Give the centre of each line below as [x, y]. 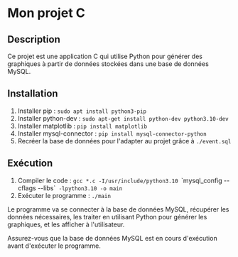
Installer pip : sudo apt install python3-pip [82, 111]
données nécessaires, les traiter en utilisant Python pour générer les [107, 217]
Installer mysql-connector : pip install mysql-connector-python [112, 133]
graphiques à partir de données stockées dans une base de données [108, 64]
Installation [33, 94]
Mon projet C [46, 13]
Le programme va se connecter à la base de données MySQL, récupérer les [118, 209]
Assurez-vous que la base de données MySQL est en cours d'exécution [113, 238]
